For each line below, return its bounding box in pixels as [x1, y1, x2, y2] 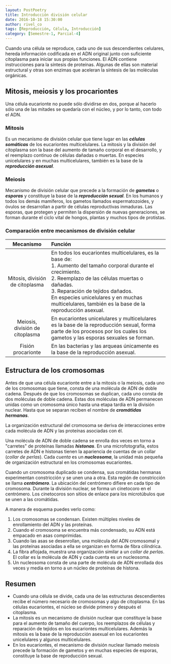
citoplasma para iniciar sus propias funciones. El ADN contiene [5, 56, 137, 62]
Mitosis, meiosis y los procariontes [5, 87, 119, 96]
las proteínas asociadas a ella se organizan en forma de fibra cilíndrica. [12, 543, 162, 549]
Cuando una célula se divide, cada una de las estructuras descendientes [12, 593, 165, 599]
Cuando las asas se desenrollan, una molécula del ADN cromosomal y [12, 537, 160, 544]
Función [51, 241, 71, 248]
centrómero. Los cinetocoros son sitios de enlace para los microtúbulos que [5, 491, 165, 497]
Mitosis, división [8, 274, 47, 281]
